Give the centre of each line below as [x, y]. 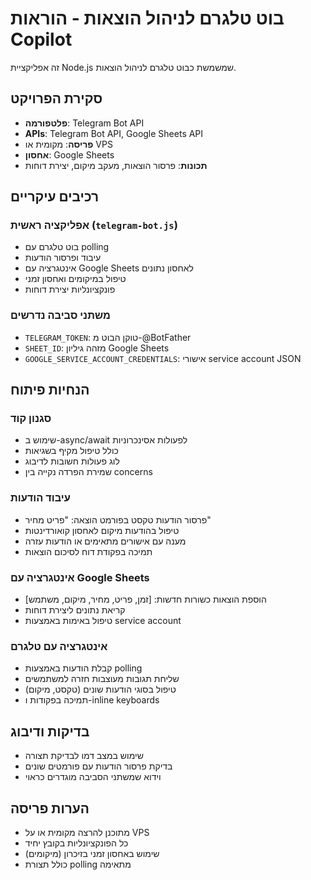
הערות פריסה [50, 808]
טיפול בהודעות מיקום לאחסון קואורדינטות [102, 530]
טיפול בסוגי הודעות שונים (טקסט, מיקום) [100, 689]
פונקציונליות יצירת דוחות [70, 289]
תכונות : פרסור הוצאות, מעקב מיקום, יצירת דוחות [116, 165]
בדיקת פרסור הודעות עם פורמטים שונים [98, 766]
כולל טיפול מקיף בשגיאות [71, 451]
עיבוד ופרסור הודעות [63, 258]
